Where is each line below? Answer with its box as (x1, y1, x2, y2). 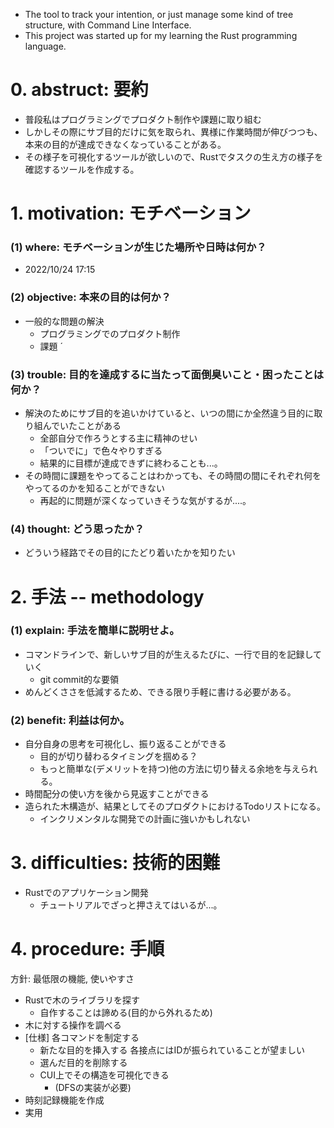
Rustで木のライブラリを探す (24, 994, 141, 1006)
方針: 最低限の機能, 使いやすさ (10, 972, 135, 984)
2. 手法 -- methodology (10, 585, 205, 608)
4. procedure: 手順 (10, 938, 165, 961)
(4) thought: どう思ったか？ (10, 522, 145, 536)
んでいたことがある (42, 420, 122, 432)
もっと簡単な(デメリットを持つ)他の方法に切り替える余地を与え (39, 763, 301, 775)
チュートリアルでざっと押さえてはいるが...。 (39, 899, 223, 911)
